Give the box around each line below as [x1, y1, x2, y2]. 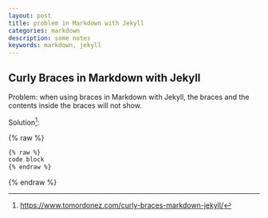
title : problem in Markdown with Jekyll [8, 19, 145, 27]
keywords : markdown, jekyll [8, 42, 102, 50]
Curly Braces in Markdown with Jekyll [8, 71, 201, 85]
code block [8, 156, 45, 164]
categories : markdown [8, 26, 81, 34]
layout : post [8, 11, 52, 20]
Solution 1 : [8, 116, 40, 127]
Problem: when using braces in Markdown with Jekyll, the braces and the [8, 92, 250, 101]
